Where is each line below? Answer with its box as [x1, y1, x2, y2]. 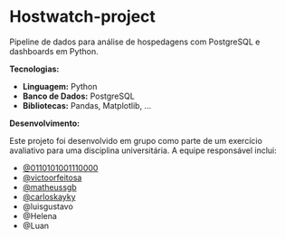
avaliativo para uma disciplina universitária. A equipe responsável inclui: [9, 145, 278, 156]
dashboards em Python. [9, 45, 99, 56]
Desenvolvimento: [9, 118, 81, 129]
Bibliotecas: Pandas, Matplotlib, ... [22, 100, 152, 110]
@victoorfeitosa [22, 172, 82, 183]
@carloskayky [22, 191, 76, 202]
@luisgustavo [22, 201, 74, 212]
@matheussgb [22, 181, 77, 192]
